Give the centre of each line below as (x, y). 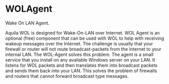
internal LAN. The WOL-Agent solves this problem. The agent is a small (79, 54)
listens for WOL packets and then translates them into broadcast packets (81, 65)
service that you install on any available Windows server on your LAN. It (80, 60)
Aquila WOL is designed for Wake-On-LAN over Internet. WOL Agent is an (82, 33)
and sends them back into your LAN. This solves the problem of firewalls (81, 71)
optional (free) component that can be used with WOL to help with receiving (85, 38)
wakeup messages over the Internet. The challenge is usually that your (79, 43)
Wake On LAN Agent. (27, 23)
